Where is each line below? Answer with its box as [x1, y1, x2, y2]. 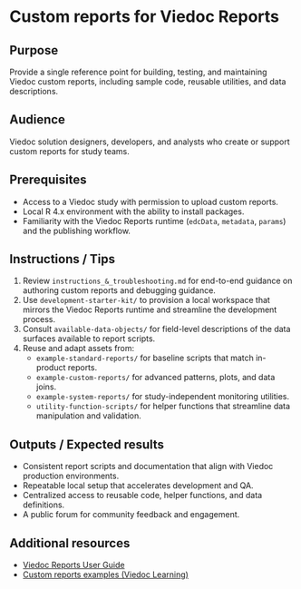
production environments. [22, 470, 120, 482]
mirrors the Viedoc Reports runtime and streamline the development [22, 304, 277, 315]
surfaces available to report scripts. [22, 333, 156, 344]
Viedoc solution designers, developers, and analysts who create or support [9, 136, 290, 147]
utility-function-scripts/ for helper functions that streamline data [35, 401, 291, 412]
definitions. [22, 499, 65, 510]
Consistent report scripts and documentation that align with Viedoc [22, 461, 274, 472]
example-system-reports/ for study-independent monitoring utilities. [35, 391, 290, 402]
